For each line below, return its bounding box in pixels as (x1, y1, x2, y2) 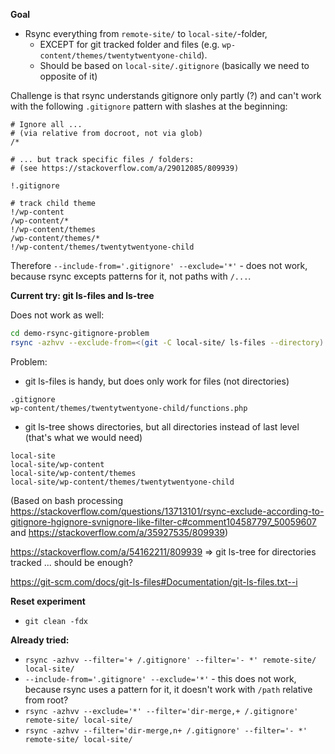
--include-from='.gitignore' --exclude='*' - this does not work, (24, 672, 297, 684)
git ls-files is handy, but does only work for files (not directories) (24, 375, 290, 387)
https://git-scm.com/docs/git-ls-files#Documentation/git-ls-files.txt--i (10, 575, 298, 588)
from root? (24, 694, 69, 706)
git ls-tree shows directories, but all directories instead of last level (24, 420, 300, 433)
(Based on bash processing (10, 494, 124, 506)
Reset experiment (10, 595, 86, 607)
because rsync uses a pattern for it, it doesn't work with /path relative (24, 683, 313, 695)
